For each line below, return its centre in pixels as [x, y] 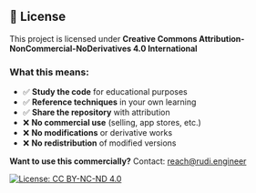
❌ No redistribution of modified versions [99, 143]
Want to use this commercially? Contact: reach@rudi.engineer [128, 161]
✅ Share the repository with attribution [96, 112]
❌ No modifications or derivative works [97, 133]
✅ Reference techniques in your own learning [109, 102]
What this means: [49, 72]
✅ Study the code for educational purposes [105, 92]
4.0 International [165, 48]
